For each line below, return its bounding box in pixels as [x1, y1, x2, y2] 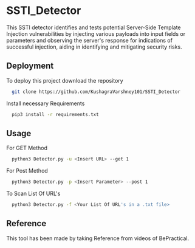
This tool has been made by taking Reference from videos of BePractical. [6, 235, 190, 242]
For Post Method [6, 167, 49, 174]
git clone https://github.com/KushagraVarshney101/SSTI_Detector [12, 89, 181, 95]
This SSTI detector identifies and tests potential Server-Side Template [6, 24, 181, 31]
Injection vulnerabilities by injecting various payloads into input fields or [6, 30, 186, 37]
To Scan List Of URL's [6, 190, 61, 198]
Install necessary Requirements [6, 100, 85, 107]
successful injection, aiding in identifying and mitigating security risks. [6, 43, 182, 50]
